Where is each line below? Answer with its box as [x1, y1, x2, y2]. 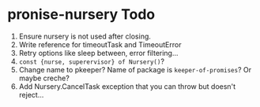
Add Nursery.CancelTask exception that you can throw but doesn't [18, 81, 236, 91]
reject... [18, 90, 44, 99]
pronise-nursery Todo [7, 6, 156, 24]
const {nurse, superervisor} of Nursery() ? [18, 57, 165, 66]
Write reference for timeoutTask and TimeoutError [18, 39, 182, 49]
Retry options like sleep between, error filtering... [18, 48, 179, 57]
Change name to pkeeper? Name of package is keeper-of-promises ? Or [18, 65, 252, 74]
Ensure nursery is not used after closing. [18, 31, 152, 41]
